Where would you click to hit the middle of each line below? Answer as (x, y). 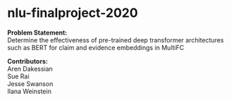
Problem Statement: (37, 32)
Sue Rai (18, 76)
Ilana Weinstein (29, 91)
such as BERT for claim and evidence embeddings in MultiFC (96, 47)
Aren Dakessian (30, 69)
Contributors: (27, 61)
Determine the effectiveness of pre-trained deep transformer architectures (115, 40)
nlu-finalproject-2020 (73, 13)
